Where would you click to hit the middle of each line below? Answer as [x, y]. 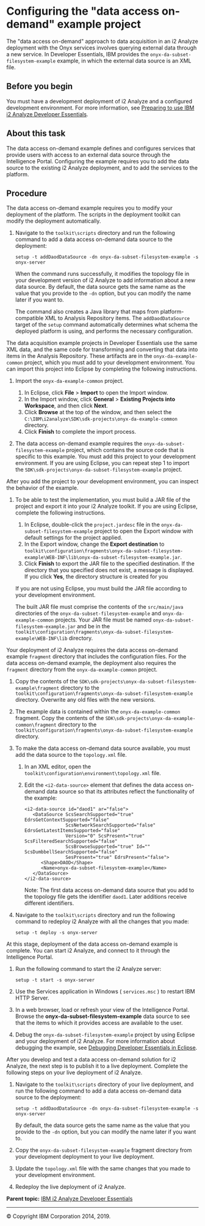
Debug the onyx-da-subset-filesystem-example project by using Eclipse [105, 1035]
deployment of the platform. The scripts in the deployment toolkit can [94, 215]
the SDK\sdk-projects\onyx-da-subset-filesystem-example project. [99, 470]
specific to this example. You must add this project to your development [106, 456]
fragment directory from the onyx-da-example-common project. [82, 670]
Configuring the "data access [83, 11]
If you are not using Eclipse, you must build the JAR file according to [101, 589]
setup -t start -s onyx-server [55, 980]
